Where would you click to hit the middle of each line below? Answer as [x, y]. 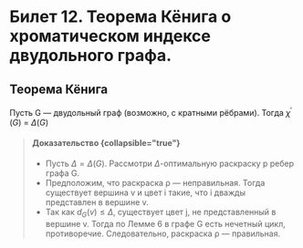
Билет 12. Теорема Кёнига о [120, 17]
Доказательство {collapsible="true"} [106, 143]
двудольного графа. [90, 56]
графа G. [63, 173]
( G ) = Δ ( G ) [29, 122]
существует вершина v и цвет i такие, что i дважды [146, 192]
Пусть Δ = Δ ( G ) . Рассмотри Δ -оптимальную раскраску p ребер [170, 163]
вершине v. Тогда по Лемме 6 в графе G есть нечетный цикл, [165, 223]
